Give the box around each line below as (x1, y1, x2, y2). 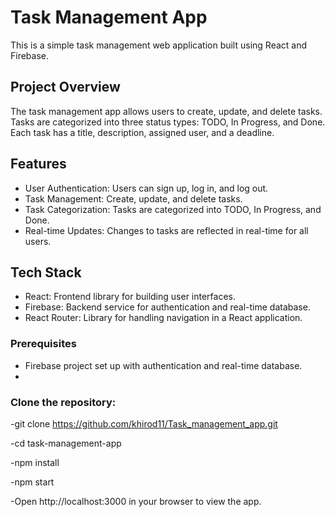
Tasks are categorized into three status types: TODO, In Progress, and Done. (10, 116, 326, 128)
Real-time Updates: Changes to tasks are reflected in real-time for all (24, 224, 309, 236)
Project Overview (10, 79, 121, 96)
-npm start (10, 476, 55, 488)
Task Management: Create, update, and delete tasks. (24, 192, 243, 205)
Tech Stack (10, 264, 82, 281)
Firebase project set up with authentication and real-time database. (24, 359, 303, 371)
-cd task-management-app (10, 437, 122, 449)
